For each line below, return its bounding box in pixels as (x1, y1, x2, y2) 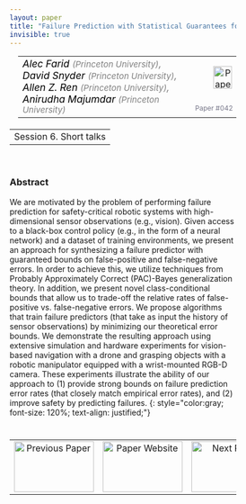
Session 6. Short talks (13, 130, 107, 143)
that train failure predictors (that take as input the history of (9, 311, 229, 322)
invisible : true (9, 30, 71, 39)
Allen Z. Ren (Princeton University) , (22, 81, 170, 94)
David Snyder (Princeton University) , (22, 69, 178, 82)
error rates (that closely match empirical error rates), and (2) (9, 388, 233, 399)
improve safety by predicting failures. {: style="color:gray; (9, 397, 224, 408)
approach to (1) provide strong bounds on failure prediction (9, 378, 228, 389)
